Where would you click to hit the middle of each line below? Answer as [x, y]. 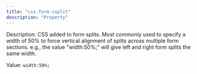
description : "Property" [37, 17]
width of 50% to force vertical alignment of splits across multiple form [93, 41]
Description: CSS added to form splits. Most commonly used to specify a [96, 34]
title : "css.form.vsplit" [38, 12]
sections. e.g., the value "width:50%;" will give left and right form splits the [99, 47]
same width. [22, 53]
